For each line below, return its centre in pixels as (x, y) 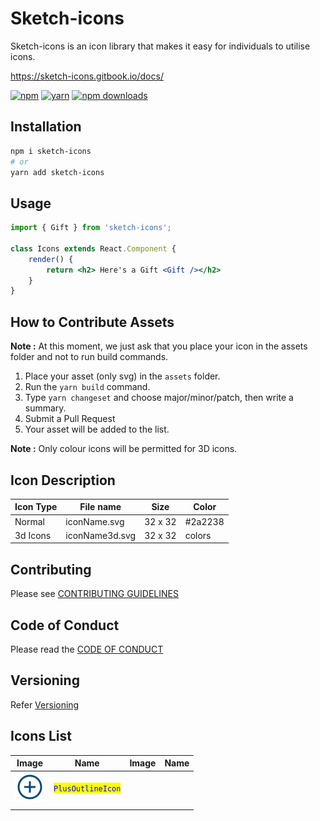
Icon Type (36, 507)
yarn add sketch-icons (57, 172)
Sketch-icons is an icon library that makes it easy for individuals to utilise (160, 46)
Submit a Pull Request (70, 419)
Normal (29, 521)
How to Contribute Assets (92, 322)
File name (100, 507)
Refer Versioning (45, 704)
